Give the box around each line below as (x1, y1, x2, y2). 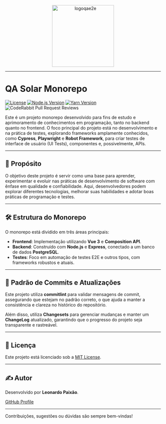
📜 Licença (5, 341, 36, 349)
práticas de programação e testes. (5, 194, 75, 200)
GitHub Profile (5, 399, 34, 405)
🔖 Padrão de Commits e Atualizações (5, 278, 121, 287)
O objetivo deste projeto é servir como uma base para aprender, (5, 172, 136, 178)
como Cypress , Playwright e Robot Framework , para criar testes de (5, 135, 145, 141)
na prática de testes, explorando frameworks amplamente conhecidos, (5, 130, 149, 136)
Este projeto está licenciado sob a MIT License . (5, 354, 101, 360)
